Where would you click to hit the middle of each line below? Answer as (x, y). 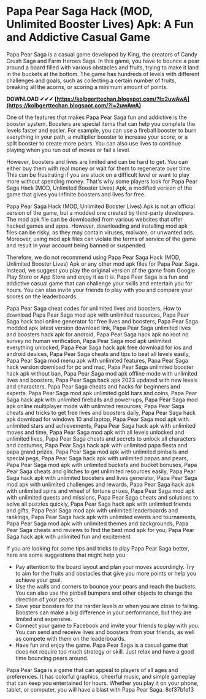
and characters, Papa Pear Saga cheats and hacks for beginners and (93, 386)
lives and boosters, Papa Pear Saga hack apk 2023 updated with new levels (102, 380)
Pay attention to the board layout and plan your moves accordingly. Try (105, 566)
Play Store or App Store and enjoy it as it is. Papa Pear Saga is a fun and (97, 277)
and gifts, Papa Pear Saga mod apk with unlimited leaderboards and (92, 510)
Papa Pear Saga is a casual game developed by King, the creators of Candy (102, 54)
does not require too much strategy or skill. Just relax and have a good (105, 651)
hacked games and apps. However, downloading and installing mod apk (97, 226)
